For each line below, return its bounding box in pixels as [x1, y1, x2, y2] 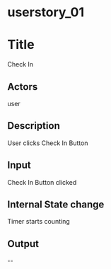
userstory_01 [7, 4, 85, 21]
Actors [7, 81, 38, 93]
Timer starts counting [7, 217, 70, 226]
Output [7, 238, 39, 250]
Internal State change [7, 198, 105, 210]
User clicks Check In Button [7, 139, 88, 147]
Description [7, 120, 60, 132]
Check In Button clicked [7, 178, 77, 186]
